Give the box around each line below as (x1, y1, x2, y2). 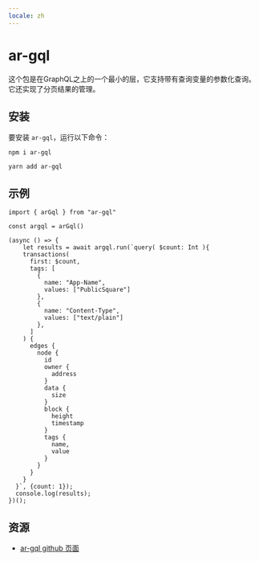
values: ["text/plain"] (43, 314, 124, 322)
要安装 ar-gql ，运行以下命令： (8, 133, 110, 142)
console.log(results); (15, 489, 91, 498)
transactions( (22, 251, 70, 259)
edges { (29, 342, 56, 350)
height (51, 412, 74, 420)
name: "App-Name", (43, 279, 106, 287)
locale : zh (8, 11, 45, 20)
